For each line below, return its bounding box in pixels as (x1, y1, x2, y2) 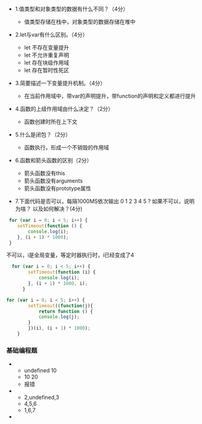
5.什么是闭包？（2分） (15, 131, 71, 138)
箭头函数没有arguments (24, 177, 83, 184)
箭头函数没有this (24, 170, 65, 177)
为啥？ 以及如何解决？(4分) (15, 205, 83, 212)
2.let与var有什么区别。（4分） (15, 31, 88, 38)
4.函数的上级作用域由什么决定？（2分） (15, 105, 114, 112)
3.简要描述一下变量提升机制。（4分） (15, 79, 106, 87)
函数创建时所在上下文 (24, 118, 77, 125)
